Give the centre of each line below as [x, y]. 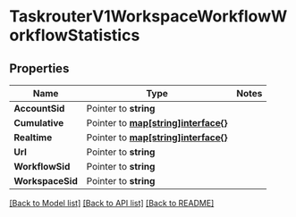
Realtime [33, 138]
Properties [39, 68]
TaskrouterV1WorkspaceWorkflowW [148, 17]
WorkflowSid [42, 167]
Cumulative [39, 123]
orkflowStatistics [75, 35]
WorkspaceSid [46, 181]
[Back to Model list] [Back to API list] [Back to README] [112, 203]
